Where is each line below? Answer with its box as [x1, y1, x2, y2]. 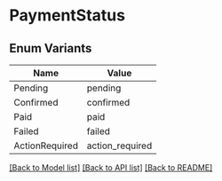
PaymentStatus [9, 5, 126, 26]
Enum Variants [9, 41, 92, 56]
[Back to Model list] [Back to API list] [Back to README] [9, 162, 213, 173]
